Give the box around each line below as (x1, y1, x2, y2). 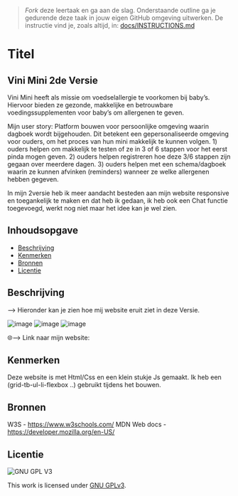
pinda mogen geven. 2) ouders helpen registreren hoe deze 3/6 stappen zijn (7, 152, 231, 161)
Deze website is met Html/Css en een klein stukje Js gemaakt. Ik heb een (7, 373, 222, 381)
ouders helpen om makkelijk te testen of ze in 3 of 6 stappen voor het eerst (7, 145, 227, 153)
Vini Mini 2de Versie (7, 74, 98, 86)
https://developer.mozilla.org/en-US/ (7, 428, 115, 436)
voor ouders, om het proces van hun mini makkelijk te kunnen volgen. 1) (7, 137, 218, 145)
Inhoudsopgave (7, 224, 78, 237)
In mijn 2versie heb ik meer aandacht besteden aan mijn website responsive (7, 189, 229, 197)
